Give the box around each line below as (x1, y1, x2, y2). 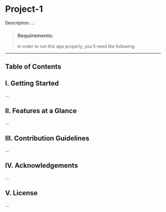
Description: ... (5, 20, 35, 26)
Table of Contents (5, 62, 62, 71)
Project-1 (5, 3, 43, 15)
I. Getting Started (5, 79, 59, 87)
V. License (5, 189, 38, 197)
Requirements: (17, 32, 54, 39)
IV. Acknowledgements (5, 162, 78, 170)
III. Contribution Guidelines (5, 134, 90, 142)
